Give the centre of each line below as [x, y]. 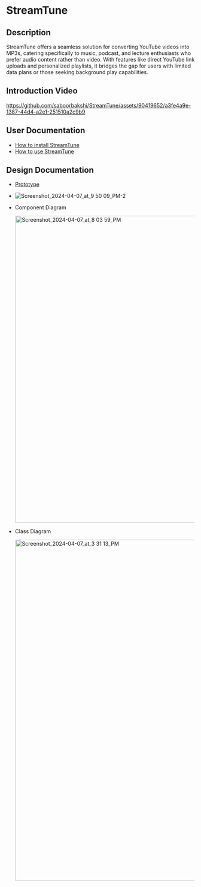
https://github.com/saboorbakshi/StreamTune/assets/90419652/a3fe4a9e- [99, 105]
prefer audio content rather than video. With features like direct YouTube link [100, 59]
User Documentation [46, 131]
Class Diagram [33, 531]
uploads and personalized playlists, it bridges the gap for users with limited [99, 66]
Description [28, 33]
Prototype [27, 184]
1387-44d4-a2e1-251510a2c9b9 [46, 112]
